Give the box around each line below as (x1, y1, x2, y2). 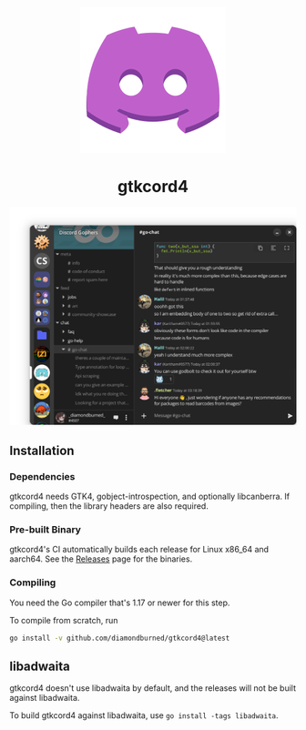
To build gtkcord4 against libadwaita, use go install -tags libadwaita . (9, 710, 280, 721)
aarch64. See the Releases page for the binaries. (9, 553, 193, 564)
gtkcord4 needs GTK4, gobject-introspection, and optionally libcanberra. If (9, 491, 290, 502)
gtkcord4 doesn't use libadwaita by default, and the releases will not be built (9, 683, 297, 694)
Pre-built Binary (9, 522, 82, 535)
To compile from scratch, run (9, 614, 118, 625)
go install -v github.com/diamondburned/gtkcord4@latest (9, 634, 230, 643)
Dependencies (9, 470, 76, 482)
